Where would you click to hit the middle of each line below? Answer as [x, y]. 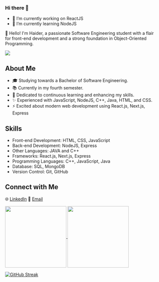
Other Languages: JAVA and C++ [45, 151]
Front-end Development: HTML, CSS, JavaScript [61, 140]
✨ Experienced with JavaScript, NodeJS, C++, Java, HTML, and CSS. [82, 100]
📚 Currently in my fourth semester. [48, 88]
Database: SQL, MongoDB [38, 166]
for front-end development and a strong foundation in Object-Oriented [76, 38]
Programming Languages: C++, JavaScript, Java [61, 161]
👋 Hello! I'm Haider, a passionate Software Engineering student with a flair [79, 33]
